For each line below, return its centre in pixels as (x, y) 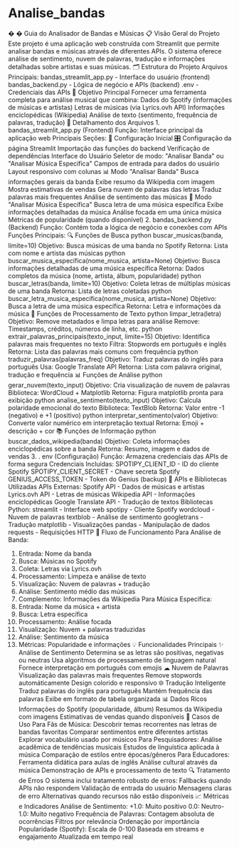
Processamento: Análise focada (65, 621)
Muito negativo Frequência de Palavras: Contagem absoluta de (122, 814)
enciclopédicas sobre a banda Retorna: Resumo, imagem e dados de (109, 449)
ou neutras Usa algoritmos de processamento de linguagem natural (117, 660)
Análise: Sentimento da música (64, 637)
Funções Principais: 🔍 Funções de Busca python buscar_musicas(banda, (116, 235)
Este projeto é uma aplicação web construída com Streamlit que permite (114, 44)
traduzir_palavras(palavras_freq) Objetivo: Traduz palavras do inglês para (116, 359)
